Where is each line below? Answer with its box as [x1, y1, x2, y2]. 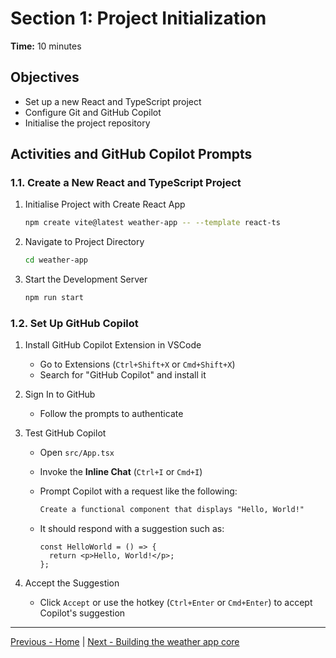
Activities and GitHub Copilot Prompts [10, 146, 253, 163]
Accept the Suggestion [24, 577, 120, 589]
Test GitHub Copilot [24, 427, 107, 439]
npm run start [24, 293, 84, 303]
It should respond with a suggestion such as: [39, 523, 225, 535]
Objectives [10, 69, 80, 86]
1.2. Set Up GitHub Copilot [10, 316, 139, 330]
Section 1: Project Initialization [10, 7, 267, 30]
